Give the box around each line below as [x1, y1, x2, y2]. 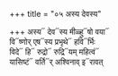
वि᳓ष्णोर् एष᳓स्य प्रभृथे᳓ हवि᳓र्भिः [9, 37, 96, 46]
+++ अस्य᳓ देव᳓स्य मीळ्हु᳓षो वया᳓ [9, 27, 110, 37]
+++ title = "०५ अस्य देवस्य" [9, 9, 102, 19]
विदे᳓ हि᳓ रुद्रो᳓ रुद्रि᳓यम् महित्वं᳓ [9, 46, 100, 57]
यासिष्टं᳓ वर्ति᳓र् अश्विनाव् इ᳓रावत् [9, 56, 104, 67]
